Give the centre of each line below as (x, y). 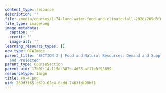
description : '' (22, 14)
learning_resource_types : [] (35, 46)
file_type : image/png (27, 23)
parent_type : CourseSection (34, 64)
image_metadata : (22, 28)
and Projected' (25, 60)
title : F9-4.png (22, 78)
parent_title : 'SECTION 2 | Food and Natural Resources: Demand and (77, 55)
